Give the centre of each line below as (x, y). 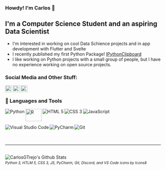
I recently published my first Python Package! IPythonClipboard (77, 54)
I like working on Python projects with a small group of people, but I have (86, 59)
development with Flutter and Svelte (49, 48)
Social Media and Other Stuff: (41, 77)
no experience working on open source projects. (62, 64)
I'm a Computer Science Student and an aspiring (81, 24)
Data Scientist (27, 32)
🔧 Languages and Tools (34, 101)
